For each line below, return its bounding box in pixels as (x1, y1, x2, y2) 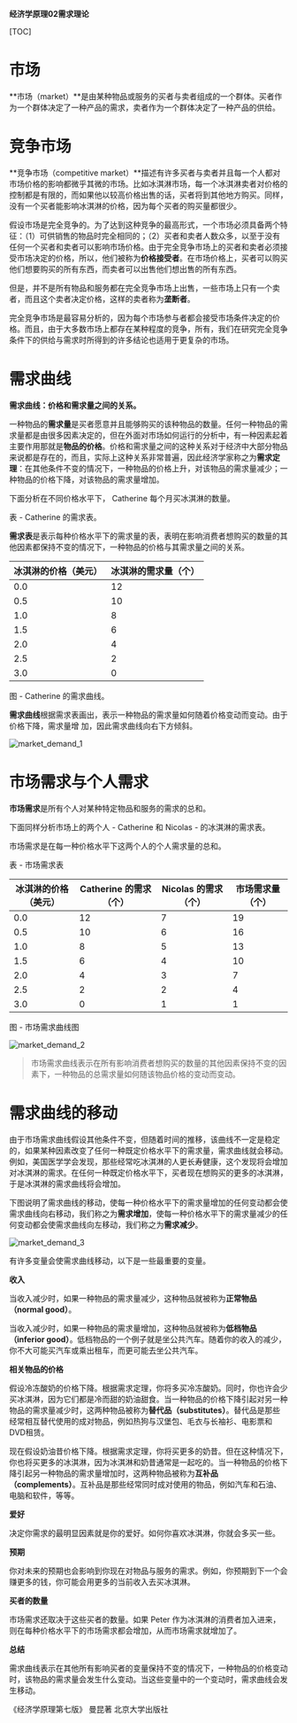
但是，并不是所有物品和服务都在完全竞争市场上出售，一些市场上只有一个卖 (9, 283, 280, 293)
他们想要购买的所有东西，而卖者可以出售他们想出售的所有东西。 (9, 263, 241, 274)
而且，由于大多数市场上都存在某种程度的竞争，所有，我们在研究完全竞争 (24, 323, 288, 334)
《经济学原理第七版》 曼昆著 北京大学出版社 (9, 1704, 169, 1714)
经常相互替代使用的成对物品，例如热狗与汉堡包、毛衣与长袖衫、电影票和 (9, 1416, 272, 1426)
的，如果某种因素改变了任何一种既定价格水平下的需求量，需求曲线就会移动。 (9, 1145, 288, 1155)
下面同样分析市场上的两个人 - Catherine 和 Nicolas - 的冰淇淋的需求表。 (9, 821, 270, 832)
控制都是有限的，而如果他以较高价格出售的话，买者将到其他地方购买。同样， (9, 190, 288, 200)
